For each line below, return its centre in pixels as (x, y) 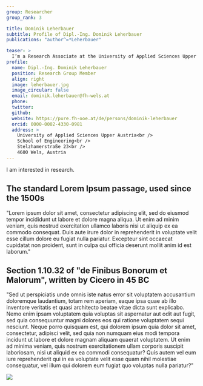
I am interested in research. (40, 169)
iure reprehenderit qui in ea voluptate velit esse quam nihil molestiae (92, 359)
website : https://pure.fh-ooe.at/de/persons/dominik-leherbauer (95, 118)
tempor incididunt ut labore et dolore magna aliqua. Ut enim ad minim (93, 219)
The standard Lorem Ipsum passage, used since (99, 189)
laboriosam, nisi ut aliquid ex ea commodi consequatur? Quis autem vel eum (101, 353)
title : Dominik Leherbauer (40, 29)
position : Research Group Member (54, 73)
